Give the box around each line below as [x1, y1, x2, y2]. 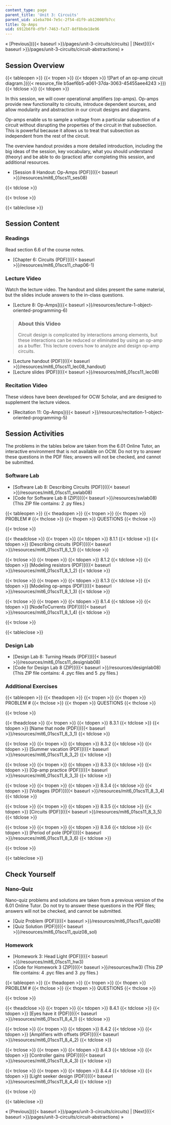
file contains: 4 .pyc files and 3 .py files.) [12, 970, 99, 976]
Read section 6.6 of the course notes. [5, 246, 84, 252]
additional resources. [5, 159, 50, 165]
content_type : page [5, 7, 47, 13]
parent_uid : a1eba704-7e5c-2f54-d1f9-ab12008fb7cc [5, 17, 116, 22]
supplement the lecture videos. [5, 399, 71, 405]
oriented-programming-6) [12, 307, 68, 313]
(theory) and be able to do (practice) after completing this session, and [5, 154, 155, 160]
